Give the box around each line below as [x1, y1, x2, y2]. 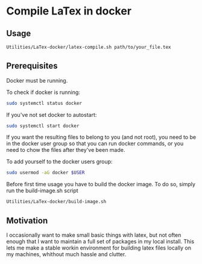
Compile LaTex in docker [6, 4, 131, 18]
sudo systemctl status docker [6, 100, 83, 106]
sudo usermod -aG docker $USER [6, 170, 85, 176]
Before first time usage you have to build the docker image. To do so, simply [6, 181, 196, 188]
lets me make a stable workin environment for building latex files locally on [6, 244, 192, 251]
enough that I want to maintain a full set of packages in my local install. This [6, 238, 195, 245]
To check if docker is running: [6, 89, 80, 96]
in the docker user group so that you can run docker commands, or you [6, 140, 184, 147]
